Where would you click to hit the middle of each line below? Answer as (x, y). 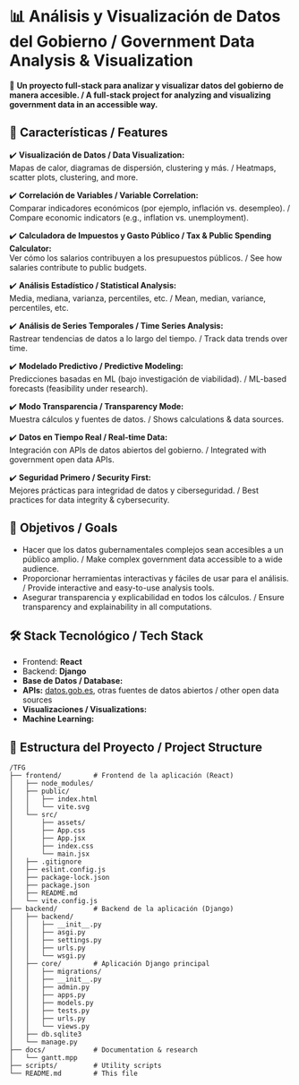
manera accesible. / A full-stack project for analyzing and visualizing (140, 95)
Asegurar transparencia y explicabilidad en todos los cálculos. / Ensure (153, 597)
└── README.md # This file (74, 1074)
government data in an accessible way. (84, 104)
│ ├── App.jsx (48, 839)
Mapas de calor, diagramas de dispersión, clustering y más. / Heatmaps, (143, 168)
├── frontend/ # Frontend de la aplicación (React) (122, 776)
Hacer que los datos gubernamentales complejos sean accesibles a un (153, 549)
